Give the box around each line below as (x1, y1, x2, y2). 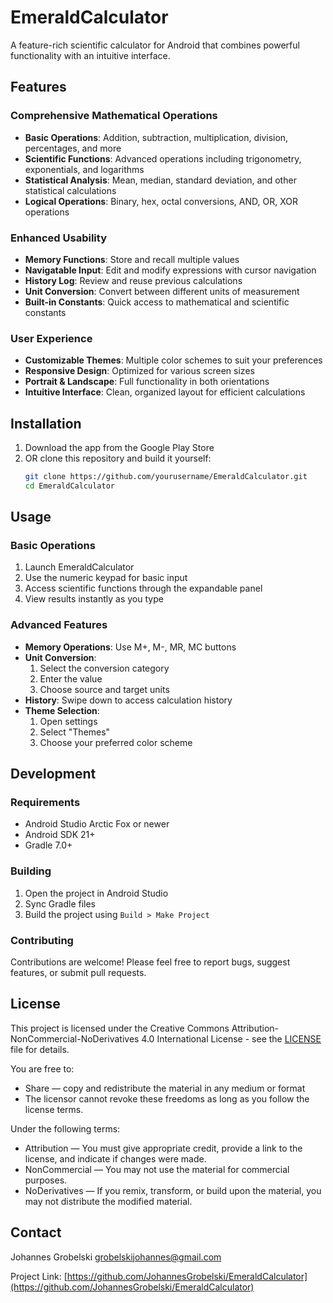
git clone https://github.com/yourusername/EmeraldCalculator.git (24, 472, 308, 482)
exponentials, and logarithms (24, 163, 145, 175)
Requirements (10, 796, 81, 810)
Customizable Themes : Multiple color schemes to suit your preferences (24, 354, 323, 366)
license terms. (24, 1103, 84, 1115)
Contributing (10, 933, 74, 947)
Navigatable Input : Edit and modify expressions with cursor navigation (24, 264, 317, 276)
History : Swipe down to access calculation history (24, 694, 233, 706)
